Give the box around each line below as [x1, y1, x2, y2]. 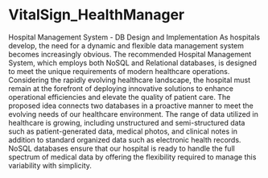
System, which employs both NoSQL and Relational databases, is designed [8, 58, 258, 68]
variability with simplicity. [8, 160, 93, 170]
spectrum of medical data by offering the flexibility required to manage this [8, 151, 257, 162]
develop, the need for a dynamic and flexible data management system [8, 40, 244, 50]
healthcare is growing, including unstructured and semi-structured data [8, 118, 245, 127]
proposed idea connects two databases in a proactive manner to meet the [8, 101, 254, 110]
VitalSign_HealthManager [8, 6, 185, 24]
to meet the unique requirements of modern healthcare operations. [8, 66, 230, 76]
